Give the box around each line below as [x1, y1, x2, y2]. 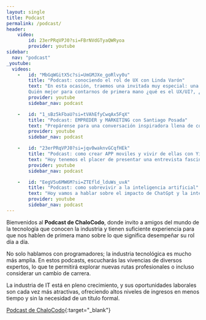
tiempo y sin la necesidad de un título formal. [6, 294, 120, 302]
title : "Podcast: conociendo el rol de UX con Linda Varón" [28, 77, 185, 83]
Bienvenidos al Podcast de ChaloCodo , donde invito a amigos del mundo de [6, 218, 199, 226]
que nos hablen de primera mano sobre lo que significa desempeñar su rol [6, 231, 195, 239]
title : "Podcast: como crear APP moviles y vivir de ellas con [28, 151, 193, 157]
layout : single [6, 9, 45, 15]
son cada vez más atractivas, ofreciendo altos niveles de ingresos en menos [6, 288, 200, 295]
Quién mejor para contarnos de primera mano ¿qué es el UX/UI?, [28, 89, 196, 95]
